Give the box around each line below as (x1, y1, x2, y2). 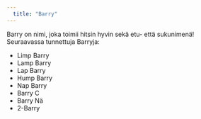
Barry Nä (16, 96, 44, 105)
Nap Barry (16, 81, 47, 89)
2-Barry (16, 103, 40, 112)
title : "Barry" (13, 10, 58, 18)
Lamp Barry (16, 58, 52, 67)
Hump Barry (16, 74, 53, 82)
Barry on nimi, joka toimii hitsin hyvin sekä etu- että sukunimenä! (6, 30, 195, 38)
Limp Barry (16, 51, 50, 59)
